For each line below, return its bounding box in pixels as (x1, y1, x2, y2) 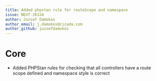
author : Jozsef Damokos (5, 17, 56, 22)
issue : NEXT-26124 (5, 12, 44, 17)
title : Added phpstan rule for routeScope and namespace (5, 7, 128, 13)
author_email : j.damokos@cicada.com (5, 21, 83, 27)
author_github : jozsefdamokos (5, 26, 69, 31)
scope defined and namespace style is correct (12, 70, 110, 76)
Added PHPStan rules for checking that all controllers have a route (12, 65, 151, 71)
